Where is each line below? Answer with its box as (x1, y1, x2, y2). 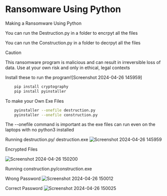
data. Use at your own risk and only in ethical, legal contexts (5, 64, 130, 71)
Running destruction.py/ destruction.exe (5, 137, 89, 143)
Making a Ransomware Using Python (5, 20, 82, 26)
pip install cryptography (14, 84, 69, 89)
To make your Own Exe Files (5, 98, 64, 104)
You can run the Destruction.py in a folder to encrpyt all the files (5, 30, 138, 36)
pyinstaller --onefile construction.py (14, 112, 98, 117)
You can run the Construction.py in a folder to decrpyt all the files (5, 39, 141, 46)
